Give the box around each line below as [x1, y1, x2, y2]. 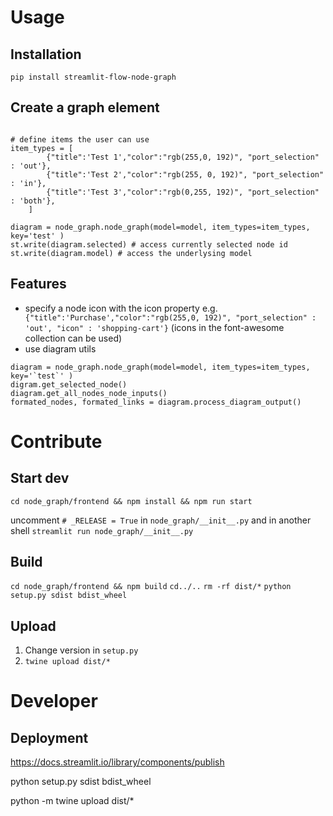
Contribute [10, 430, 103, 453]
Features [10, 276, 67, 293]
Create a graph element [10, 99, 160, 116]
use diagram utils [24, 342, 97, 355]
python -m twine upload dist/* [10, 795, 135, 807]
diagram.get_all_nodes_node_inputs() [10, 388, 168, 398]
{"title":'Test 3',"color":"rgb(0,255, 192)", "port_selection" [46, 187, 320, 197]
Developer [10, 690, 98, 713]
